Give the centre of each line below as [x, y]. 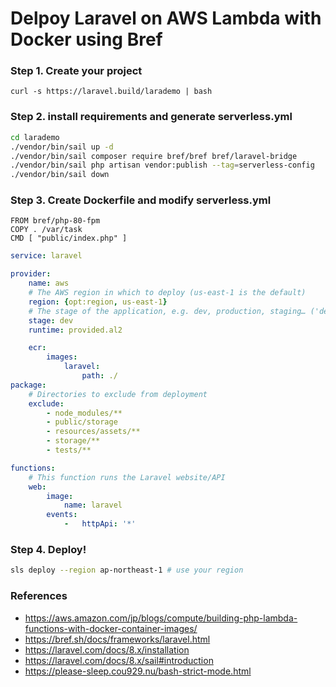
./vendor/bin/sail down [60, 175]
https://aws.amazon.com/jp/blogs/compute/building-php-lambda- [161, 618]
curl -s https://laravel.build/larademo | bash [111, 92]
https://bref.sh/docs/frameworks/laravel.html [117, 639]
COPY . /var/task [46, 230]
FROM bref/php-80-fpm [55, 221]
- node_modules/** [84, 413]
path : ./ [99, 376]
